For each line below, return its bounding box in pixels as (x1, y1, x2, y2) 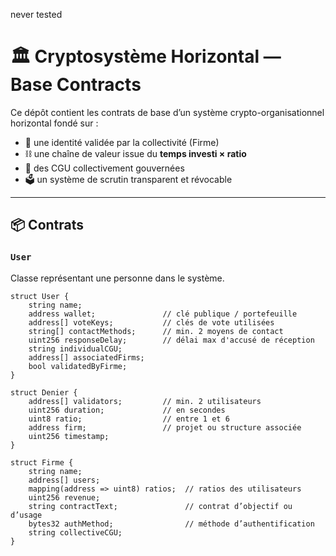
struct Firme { (10, 457, 74, 468)
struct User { (10, 291, 70, 301)
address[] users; (28, 475, 101, 485)
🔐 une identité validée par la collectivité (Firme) (24, 136, 220, 148)
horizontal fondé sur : (10, 117, 99, 129)
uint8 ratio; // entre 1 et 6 (28, 414, 230, 424)
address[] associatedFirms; (28, 352, 145, 363)
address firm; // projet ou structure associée (28, 422, 302, 433)
